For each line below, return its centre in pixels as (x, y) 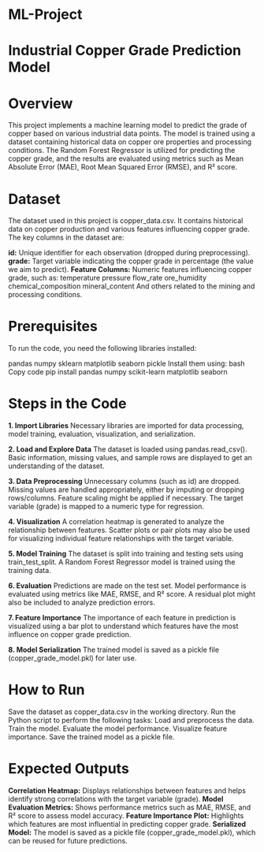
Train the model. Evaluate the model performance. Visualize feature (117, 729)
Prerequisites (53, 327)
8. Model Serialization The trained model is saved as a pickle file (113, 650)
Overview (41, 103)
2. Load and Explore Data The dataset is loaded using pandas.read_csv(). (128, 449)
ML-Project (45, 15)
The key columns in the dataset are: (66, 237)
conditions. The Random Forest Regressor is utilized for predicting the (122, 151)
